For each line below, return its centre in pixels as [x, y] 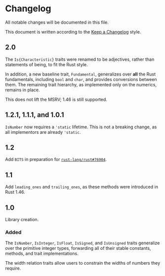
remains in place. [22, 90]
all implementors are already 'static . [43, 132]
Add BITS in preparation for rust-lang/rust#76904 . [56, 159]
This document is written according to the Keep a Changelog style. [73, 32]
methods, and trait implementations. [42, 254]
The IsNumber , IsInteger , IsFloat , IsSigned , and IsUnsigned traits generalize [82, 243]
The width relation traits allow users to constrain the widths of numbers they [83, 263]
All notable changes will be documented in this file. [57, 22]
